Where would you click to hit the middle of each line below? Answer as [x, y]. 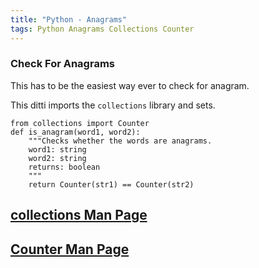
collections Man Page [79, 215]
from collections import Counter [80, 123]
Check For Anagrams [62, 64]
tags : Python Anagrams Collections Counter [102, 29]
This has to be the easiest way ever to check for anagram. [130, 85]
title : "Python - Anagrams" [69, 19]
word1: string [57, 149]
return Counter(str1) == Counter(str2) [111, 184]
